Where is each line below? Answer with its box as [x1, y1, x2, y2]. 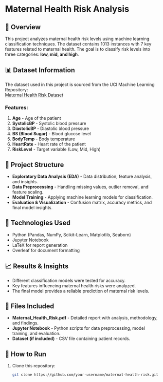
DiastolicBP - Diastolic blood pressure [12, 126, 89, 131]
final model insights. [12, 204, 53, 211]
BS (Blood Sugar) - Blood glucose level [12, 131, 91, 137]
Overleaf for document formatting [12, 247, 80, 253]
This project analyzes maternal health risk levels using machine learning [5, 36, 150, 42]
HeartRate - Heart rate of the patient [12, 141, 86, 147]
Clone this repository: [12, 363, 55, 369]
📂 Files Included [5, 302, 54, 310]
